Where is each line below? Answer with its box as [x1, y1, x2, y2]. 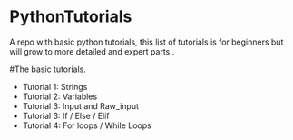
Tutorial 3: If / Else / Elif [22, 110, 111, 121]
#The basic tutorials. [9, 64, 86, 75]
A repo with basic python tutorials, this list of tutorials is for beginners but [9, 36, 284, 47]
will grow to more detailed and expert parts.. [9, 45, 175, 56]
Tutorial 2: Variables [22, 91, 98, 102]
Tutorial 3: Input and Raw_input [22, 100, 139, 111]
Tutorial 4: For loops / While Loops [22, 120, 151, 131]
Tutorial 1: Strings [22, 81, 88, 92]
